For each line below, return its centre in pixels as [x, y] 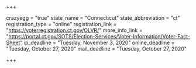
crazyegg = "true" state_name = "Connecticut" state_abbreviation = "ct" [93, 18]
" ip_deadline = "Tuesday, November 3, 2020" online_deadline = [97, 42]
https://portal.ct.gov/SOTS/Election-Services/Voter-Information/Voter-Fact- [99, 36]
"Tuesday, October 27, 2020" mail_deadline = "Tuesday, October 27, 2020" [97, 49]
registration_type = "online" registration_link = [61, 24]
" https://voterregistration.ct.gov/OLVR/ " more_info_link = [74, 30]
